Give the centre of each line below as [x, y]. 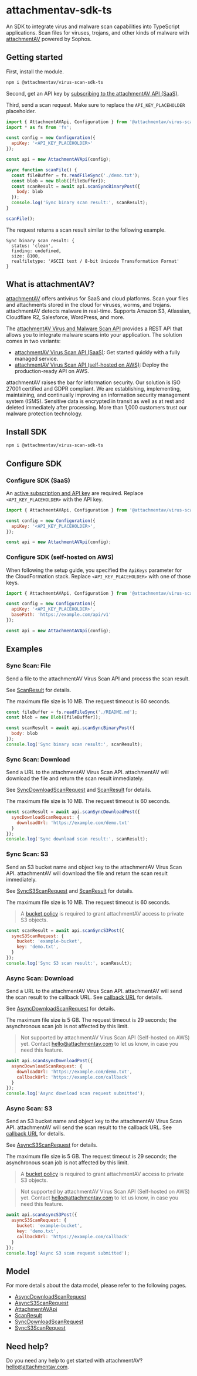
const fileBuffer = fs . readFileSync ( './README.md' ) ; [72, 712]
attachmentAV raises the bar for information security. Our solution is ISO [93, 382]
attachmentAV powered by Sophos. [49, 39]
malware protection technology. [45, 414]
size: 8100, [26, 256]
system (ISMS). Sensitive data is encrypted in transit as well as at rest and [95, 401]
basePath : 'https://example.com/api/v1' [61, 615]
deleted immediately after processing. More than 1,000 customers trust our [97, 407]
